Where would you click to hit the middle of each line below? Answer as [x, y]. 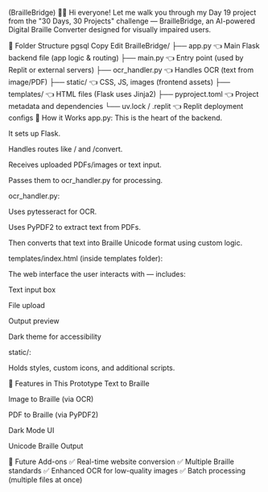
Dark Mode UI [31, 430]
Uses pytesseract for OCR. [53, 211]
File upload [27, 305]
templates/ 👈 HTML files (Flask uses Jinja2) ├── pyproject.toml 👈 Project [134, 94]
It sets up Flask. [35, 133]
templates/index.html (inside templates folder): [86, 259]
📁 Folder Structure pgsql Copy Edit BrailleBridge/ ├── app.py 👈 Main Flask [134, 46]
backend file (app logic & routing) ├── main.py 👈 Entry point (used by [126, 58]
